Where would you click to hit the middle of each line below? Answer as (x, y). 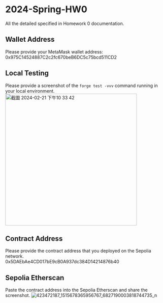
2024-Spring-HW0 (46, 9)
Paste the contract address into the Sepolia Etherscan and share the (77, 290)
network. (15, 256)
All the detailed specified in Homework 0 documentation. (65, 23)
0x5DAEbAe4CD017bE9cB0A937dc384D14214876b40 (62, 262)
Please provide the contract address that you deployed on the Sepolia (78, 251)
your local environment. (30, 91)
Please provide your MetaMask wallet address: (54, 51)
